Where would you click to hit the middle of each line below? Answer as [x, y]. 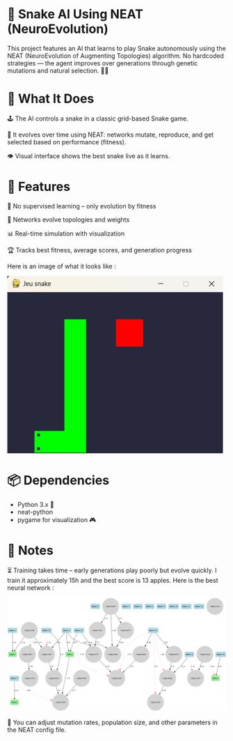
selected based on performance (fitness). [67, 142]
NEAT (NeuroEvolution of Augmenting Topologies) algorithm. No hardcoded [116, 56]
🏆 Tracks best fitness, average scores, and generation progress [100, 250]
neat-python [35, 512]
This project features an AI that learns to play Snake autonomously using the [116, 48]
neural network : [31, 588]
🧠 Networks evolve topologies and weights [69, 220]
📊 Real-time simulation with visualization [66, 234]
